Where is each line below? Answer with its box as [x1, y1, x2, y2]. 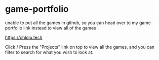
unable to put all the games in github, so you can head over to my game [5, 20, 151, 26]
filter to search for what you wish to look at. [5, 49, 94, 55]
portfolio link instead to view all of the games [5, 25, 96, 30]
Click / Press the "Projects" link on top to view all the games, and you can [5, 44, 155, 50]
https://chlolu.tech [5, 34, 43, 40]
